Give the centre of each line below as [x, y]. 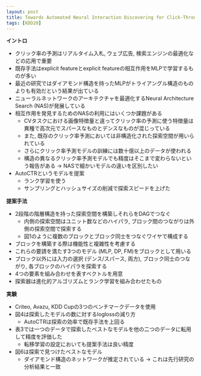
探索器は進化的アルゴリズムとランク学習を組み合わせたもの [88, 281]
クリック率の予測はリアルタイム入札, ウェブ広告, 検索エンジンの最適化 [102, 53]
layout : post [22, 12]
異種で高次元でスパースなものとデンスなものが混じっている [97, 128]
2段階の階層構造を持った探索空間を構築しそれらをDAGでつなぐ [93, 214]
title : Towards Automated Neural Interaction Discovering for [85, 17]
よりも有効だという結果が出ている [57, 91]
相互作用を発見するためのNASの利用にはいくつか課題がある [89, 113]
